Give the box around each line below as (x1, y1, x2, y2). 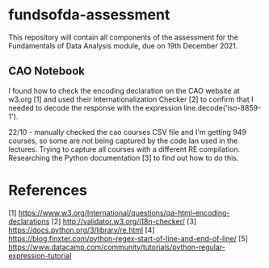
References (8, 181, 87, 199)
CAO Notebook (8, 65, 85, 78)
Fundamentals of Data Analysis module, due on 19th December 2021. (8, 40, 238, 50)
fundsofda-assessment (8, 6, 170, 24)
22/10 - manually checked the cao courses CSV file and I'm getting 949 (8, 127, 246, 136)
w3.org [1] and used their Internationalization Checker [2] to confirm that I (8, 94, 254, 104)
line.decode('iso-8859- (183, 103, 262, 112)
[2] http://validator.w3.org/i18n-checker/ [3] (51, 216, 197, 226)
